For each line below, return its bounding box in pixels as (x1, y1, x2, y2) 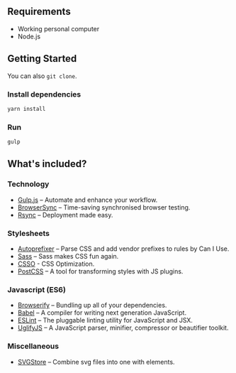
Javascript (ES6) (7, 284, 66, 294)
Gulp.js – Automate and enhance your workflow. (17, 195, 158, 204)
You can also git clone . (7, 71, 77, 80)
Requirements (7, 6, 71, 18)
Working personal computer (17, 24, 100, 33)
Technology (7, 179, 50, 189)
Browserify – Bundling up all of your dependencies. (17, 301, 167, 310)
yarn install (7, 105, 46, 112)
